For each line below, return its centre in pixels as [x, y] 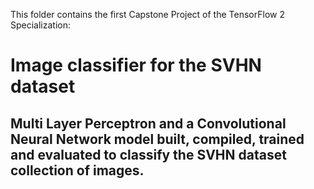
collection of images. [77, 170]
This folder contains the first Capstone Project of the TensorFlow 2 [147, 14]
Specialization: [41, 25]
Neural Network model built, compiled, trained [157, 139]
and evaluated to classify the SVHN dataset [148, 154]
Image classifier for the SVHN [136, 65]
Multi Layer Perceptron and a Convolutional [148, 123]
